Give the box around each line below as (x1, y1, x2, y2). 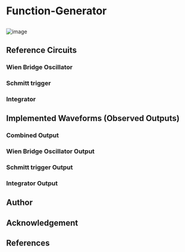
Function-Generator (6, 4, 107, 18)
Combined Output (6, 131, 59, 139)
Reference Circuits (6, 45, 77, 55)
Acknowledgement (6, 217, 79, 228)
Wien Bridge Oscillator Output (6, 147, 95, 155)
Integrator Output (6, 179, 58, 187)
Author (6, 198, 33, 208)
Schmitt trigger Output (6, 163, 73, 171)
